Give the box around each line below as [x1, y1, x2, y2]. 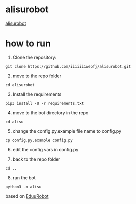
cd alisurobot [5, 82, 35, 87]
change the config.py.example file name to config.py [12, 128, 122, 134]
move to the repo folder [12, 73, 62, 79]
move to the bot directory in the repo [12, 109, 89, 116]
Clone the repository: [12, 54, 57, 60]
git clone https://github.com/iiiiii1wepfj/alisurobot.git [5, 64, 131, 69]
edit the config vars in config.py [12, 146, 79, 152]
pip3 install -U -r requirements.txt [5, 101, 84, 106]
